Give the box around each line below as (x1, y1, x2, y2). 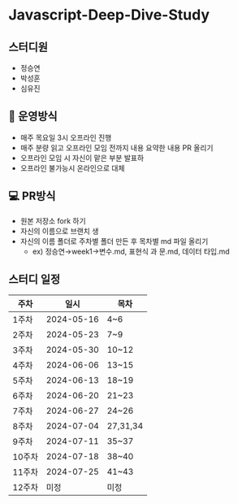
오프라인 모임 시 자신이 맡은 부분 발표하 (19, 153, 145, 163)
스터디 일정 (8, 272, 61, 286)
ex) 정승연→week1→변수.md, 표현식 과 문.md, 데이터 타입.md (32, 246, 230, 256)
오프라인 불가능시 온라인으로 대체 (19, 163, 125, 172)
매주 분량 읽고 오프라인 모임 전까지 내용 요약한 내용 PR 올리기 (19, 142, 214, 152)
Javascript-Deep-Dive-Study (8, 6, 210, 24)
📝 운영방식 (8, 110, 58, 124)
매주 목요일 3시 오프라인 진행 (19, 133, 112, 142)
